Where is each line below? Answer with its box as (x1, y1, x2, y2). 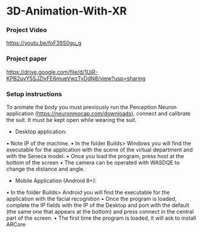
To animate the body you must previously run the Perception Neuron (6, 104, 177, 111)
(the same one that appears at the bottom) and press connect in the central (6, 208, 194, 215)
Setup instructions (6, 89, 62, 98)
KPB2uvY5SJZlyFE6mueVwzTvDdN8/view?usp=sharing (6, 74, 146, 82)
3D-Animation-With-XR (6, 4, 127, 18)
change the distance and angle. (6, 165, 85, 173)
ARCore (6, 221, 26, 228)
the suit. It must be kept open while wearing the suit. (6, 116, 137, 124)
